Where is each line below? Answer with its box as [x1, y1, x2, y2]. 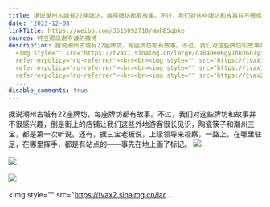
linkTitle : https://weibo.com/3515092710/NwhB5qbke [8, 26, 185, 34]
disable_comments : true [8, 86, 88, 95]
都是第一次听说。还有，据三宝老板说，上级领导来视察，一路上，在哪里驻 [22, 129, 262, 139]
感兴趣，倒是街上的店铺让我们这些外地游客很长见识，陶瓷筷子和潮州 [22, 120, 247, 129]
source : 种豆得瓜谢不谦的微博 [8, 34, 98, 43]
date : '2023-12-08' [8, 19, 74, 27]
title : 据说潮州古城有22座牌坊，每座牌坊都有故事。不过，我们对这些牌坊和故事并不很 [8, 11, 256, 20]
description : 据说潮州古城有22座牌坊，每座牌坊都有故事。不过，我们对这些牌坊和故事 [8, 42, 260, 50]
